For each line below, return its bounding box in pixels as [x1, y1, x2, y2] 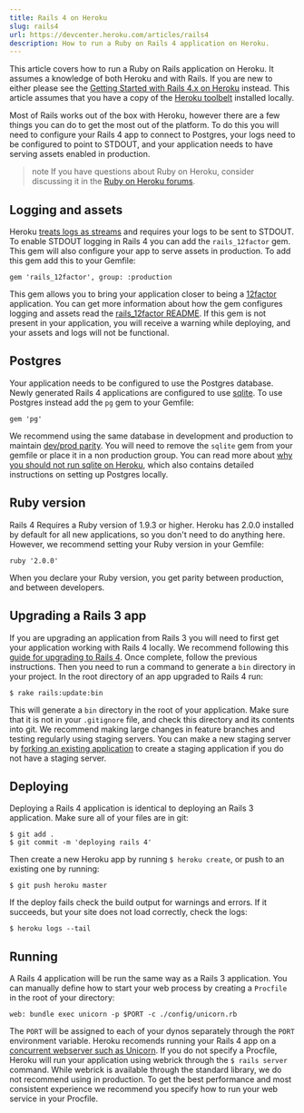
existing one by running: [9, 863, 100, 874]
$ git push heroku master [9, 882, 107, 891]
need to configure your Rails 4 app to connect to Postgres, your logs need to [9, 129, 296, 141]
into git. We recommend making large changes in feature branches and [9, 724, 275, 734]
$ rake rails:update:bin [9, 688, 103, 697]
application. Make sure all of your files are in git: [9, 813, 189, 823]
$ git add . [9, 830, 54, 840]
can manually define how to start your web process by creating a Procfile [9, 982, 288, 994]
